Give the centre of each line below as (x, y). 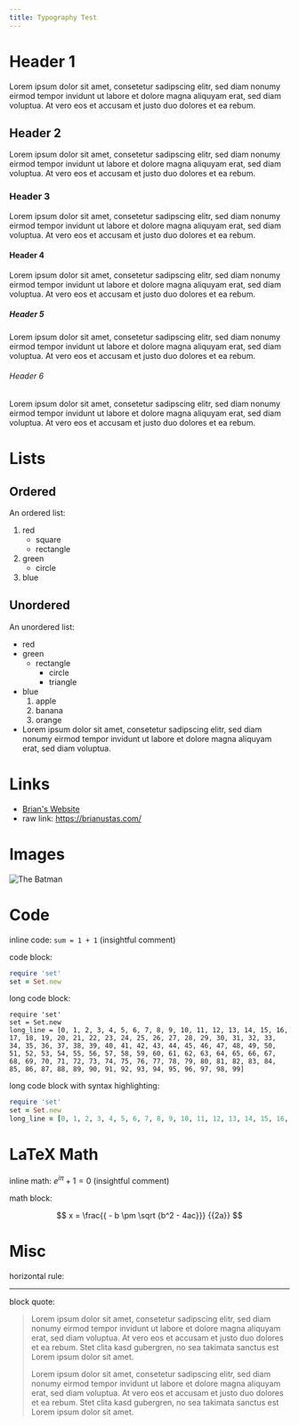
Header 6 (27, 376)
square (48, 540)
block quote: (32, 1301)
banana (49, 710)
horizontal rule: (37, 1275)
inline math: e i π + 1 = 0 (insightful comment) (89, 1179)
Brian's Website (51, 809)
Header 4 (27, 256)
